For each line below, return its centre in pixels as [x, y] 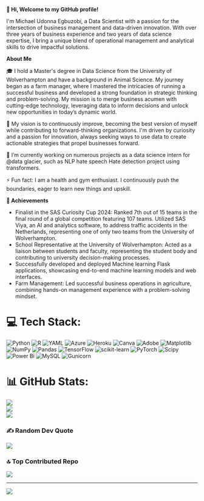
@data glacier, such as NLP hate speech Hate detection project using [93, 161]
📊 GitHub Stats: [48, 382]
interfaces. [29, 277]
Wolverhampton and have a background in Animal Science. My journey [95, 80]
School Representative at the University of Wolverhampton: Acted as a [103, 244]
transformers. [23, 168]
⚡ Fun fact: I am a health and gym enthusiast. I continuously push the [93, 180]
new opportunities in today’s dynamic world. [62, 112]
